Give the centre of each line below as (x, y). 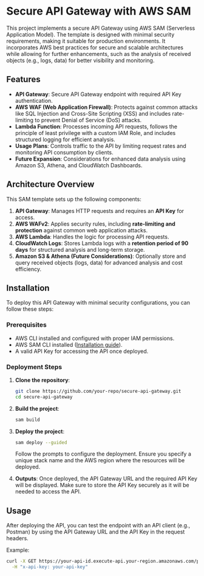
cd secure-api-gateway (44, 397)
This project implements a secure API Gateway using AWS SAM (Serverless (101, 28)
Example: (18, 550)
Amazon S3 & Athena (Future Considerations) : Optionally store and (100, 256)
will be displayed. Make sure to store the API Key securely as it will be (102, 485)
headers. (17, 538)
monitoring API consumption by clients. (64, 152)
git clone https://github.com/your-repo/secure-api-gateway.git (98, 391)
